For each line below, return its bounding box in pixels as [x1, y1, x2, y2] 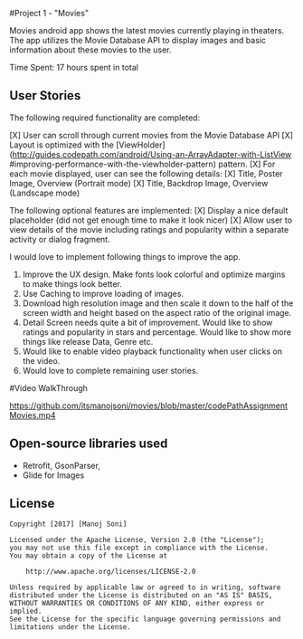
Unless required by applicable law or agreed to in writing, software [9, 583, 281, 592]
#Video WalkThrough [9, 382, 89, 393]
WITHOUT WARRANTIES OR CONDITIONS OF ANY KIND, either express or [9, 599, 265, 608]
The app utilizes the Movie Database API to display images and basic [9, 35, 267, 45]
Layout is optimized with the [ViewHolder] [9, 139, 166, 150]
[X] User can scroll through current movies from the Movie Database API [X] [9, 129, 294, 140]
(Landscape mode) [9, 187, 80, 198]
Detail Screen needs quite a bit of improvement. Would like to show [22, 317, 273, 328]
